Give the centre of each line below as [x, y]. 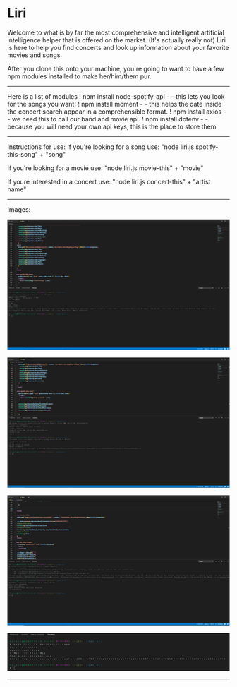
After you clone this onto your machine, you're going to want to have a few [116, 68]
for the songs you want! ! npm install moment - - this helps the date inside [115, 104]
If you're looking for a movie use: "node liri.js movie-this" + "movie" [105, 168]
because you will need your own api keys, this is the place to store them [112, 126]
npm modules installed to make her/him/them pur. [79, 76]
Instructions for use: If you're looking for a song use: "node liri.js [101, 147]
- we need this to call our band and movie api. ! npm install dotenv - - [108, 119]
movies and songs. [35, 55]
